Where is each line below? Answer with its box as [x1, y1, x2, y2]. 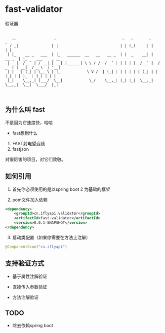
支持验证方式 [5, 259, 44, 268]
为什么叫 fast [5, 105, 45, 114]
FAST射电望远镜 [12, 140, 45, 146]
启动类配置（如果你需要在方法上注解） [12, 234, 90, 240]
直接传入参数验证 [12, 284, 47, 290]
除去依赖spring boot [12, 323, 53, 329]
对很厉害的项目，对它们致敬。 [5, 156, 66, 162]
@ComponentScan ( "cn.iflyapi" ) [5, 244, 68, 249]
